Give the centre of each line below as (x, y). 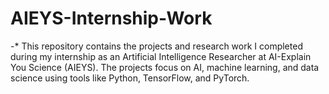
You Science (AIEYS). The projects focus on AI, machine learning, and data (165, 67)
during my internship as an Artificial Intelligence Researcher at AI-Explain (161, 56)
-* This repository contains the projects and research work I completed (156, 46)
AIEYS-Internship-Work (111, 18)
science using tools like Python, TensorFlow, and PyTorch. (130, 78)
